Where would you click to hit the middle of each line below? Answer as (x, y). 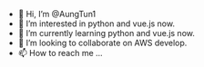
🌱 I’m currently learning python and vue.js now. (107, 33)
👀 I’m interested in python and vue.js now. (97, 24)
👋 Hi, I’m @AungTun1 (57, 14)
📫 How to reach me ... (60, 53)
